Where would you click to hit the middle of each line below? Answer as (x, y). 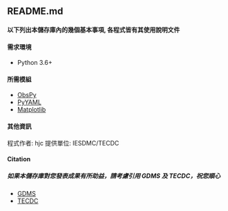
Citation (19, 159)
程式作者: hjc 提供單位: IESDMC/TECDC (63, 143)
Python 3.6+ (35, 63)
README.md (35, 11)
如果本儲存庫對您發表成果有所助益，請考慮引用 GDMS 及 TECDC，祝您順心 (114, 176)
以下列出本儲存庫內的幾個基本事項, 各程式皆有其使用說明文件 (94, 30)
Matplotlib (31, 110)
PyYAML (29, 102)
